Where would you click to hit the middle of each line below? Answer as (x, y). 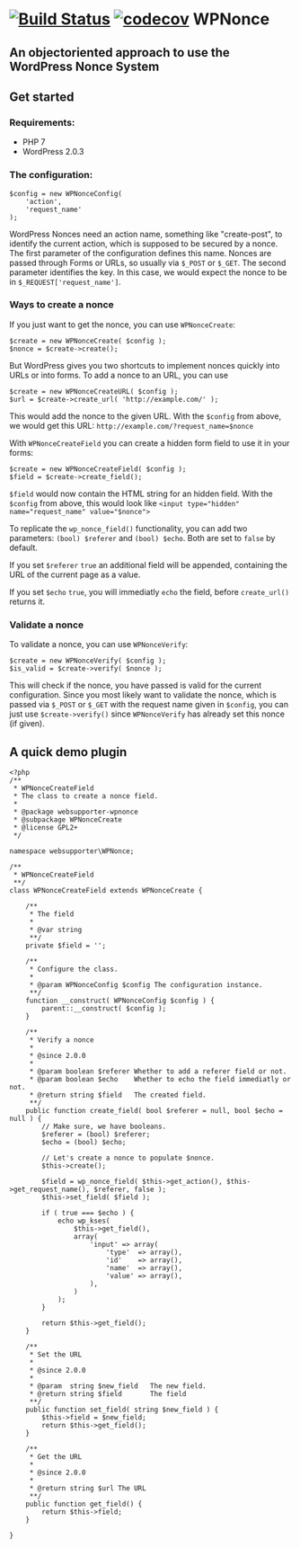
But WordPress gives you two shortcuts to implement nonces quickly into (145, 365)
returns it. (27, 601)
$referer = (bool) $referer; (96, 1134)
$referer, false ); (130, 1189)
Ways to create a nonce (62, 305)
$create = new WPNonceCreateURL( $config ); (94, 391)
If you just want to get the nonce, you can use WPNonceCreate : (123, 325)
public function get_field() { (84, 1504)
